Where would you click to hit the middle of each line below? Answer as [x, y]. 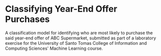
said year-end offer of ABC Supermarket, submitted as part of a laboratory [81, 38]
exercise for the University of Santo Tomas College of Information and [76, 43]
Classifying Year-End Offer [61, 9]
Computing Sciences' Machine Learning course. [54, 48]
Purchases [28, 19]
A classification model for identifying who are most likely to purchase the [79, 33]
